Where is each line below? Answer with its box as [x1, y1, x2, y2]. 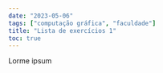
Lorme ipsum [8, 56, 52, 66]
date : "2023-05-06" [8, 11, 74, 20]
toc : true [8, 34, 42, 43]
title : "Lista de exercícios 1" [8, 26, 116, 34]
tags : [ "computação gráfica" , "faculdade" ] [8, 19, 157, 27]
